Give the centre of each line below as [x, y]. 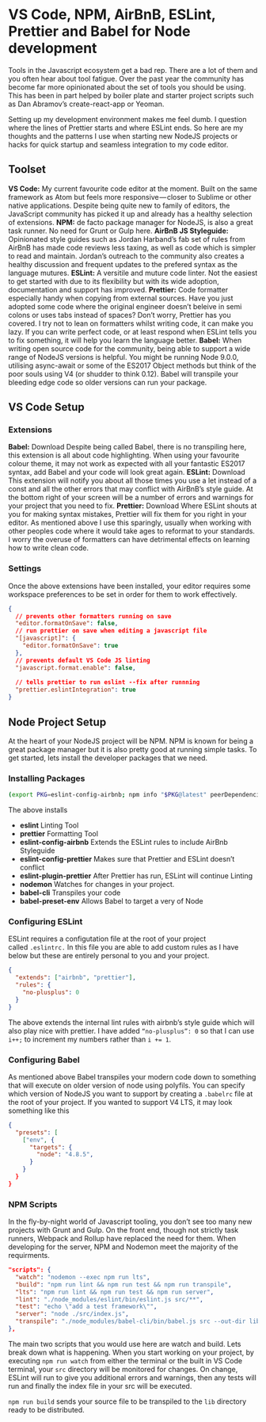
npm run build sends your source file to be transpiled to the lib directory [127, 1401]
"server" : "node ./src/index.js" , [72, 1314]
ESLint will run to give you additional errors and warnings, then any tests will [133, 1378]
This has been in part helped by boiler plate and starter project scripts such [131, 95]
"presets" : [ [37, 1132]
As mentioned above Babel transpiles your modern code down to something [132, 1076]
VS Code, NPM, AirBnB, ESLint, [112, 15]
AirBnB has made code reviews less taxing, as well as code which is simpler [132, 247]
